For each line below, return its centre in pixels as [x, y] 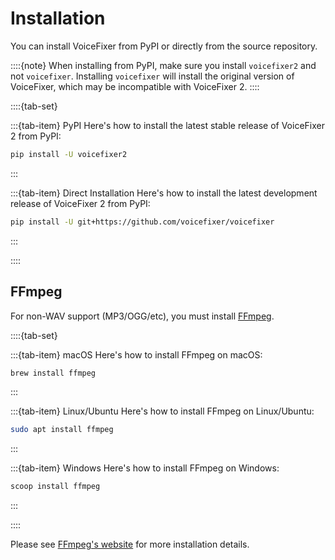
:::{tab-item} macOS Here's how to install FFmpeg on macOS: [136, 354]
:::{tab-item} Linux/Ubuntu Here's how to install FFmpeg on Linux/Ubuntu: [162, 411]
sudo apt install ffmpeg [62, 430]
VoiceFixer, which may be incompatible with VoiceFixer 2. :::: [135, 86]
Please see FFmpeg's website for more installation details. [130, 544]
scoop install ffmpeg [55, 487]
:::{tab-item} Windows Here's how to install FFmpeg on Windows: [145, 468]
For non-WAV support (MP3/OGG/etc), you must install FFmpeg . [142, 316]
